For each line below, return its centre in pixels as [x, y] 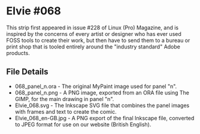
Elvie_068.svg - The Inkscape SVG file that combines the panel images [102, 105]
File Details [27, 72]
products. [18, 53]
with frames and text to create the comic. [66, 111]
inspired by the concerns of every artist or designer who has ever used [94, 33]
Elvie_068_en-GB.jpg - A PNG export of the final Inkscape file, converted [104, 118]
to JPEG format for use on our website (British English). [83, 124]
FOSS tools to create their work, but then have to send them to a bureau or [98, 40]
